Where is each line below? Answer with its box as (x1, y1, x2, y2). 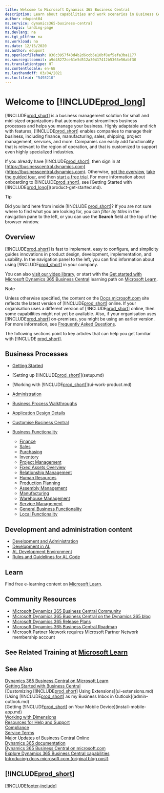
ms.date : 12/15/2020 (5, 43, 47, 48)
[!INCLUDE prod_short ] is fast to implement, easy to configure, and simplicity (5, 246, 159, 252)
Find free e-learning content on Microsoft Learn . (5, 581, 102, 587)
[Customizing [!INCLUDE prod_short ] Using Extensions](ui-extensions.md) (5, 688, 154, 694)
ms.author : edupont (5, 48, 45, 53)
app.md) (5, 709, 22, 715)
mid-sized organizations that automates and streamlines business (5, 118, 138, 124)
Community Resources (5, 595, 77, 603)
